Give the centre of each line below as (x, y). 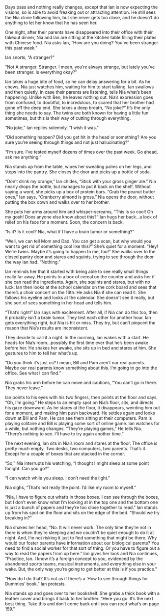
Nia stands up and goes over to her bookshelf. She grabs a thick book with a (82, 593)
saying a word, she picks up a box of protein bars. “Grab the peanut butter (80, 192)
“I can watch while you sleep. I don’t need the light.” (58, 478)
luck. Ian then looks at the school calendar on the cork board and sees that (81, 287)
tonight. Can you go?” (27, 469)
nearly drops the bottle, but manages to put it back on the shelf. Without (78, 187)
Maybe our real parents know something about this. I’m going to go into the (81, 368)
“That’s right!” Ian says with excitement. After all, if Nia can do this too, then (82, 312)
